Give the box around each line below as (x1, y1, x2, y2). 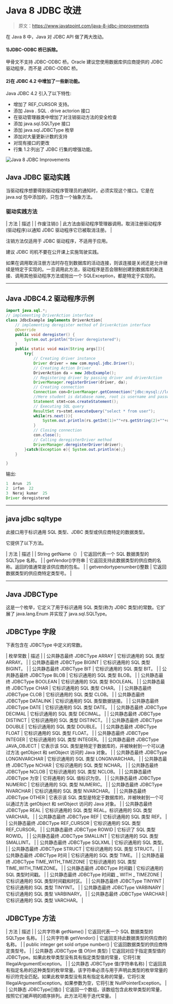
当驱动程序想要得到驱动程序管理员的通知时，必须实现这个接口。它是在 (6, 187, 155, 193)
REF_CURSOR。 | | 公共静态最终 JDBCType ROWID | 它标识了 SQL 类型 (6, 826, 156, 833)
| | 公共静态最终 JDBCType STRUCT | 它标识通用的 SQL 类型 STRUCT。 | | (6, 846, 163, 852)
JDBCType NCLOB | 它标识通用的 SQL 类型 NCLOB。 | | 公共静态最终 (6, 769, 152, 775)
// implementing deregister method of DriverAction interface (15, 322, 151, 327)
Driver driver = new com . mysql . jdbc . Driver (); (33, 361, 135, 366)
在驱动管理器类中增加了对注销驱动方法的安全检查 (13, 114, 117, 120)
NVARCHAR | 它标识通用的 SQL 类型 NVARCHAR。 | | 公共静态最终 (6, 788, 147, 794)
